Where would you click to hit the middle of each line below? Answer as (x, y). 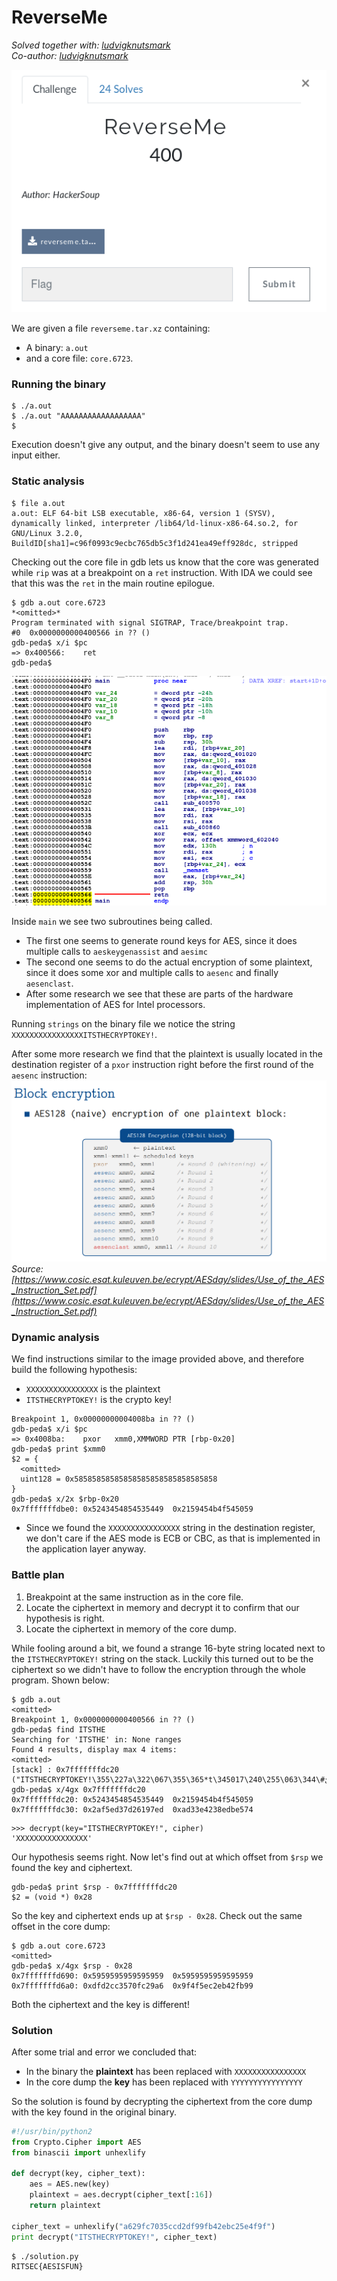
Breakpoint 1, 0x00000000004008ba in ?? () (103, 1419)
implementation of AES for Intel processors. (115, 1004)
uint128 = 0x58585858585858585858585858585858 (119, 1479)
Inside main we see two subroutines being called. (112, 921)
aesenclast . (49, 983)
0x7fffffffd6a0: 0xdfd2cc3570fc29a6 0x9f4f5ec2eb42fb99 (132, 1986)
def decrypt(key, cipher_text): (78, 2174)
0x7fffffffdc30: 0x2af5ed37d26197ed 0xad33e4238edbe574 (132, 1809)
